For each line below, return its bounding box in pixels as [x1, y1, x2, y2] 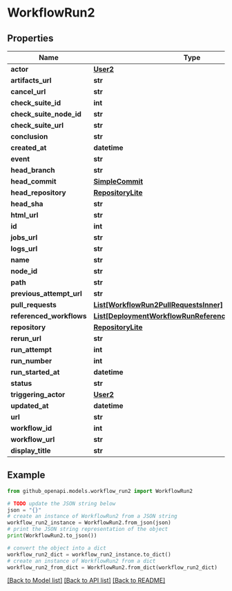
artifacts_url [10, 76, 52, 85]
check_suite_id [10, 98, 61, 108]
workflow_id [10, 423, 52, 433]
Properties [7, 32, 54, 44]
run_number [10, 356, 52, 365]
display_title [10, 446, 51, 455]
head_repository [10, 188, 67, 197]
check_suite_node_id [10, 109, 81, 119]
